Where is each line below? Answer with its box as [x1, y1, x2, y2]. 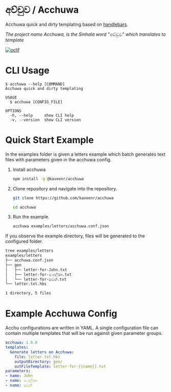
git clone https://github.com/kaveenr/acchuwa [12, 195, 114, 201]
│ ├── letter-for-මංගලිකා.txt [5, 272, 72, 277]
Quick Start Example [5, 134, 94, 146]
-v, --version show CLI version [10, 117, 81, 122]
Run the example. [12, 214, 50, 220]
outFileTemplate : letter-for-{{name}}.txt [14, 364, 106, 369]
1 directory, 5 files [5, 290, 52, 296]
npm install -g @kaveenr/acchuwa [12, 176, 84, 181]
